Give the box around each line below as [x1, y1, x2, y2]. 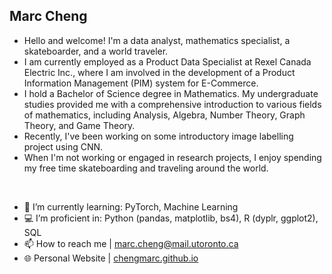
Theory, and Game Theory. [23, 119, 136, 131]
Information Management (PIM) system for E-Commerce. [23, 77, 259, 89]
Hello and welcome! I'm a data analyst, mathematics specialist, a [23, 34, 291, 46]
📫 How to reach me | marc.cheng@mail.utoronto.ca [23, 237, 239, 249]
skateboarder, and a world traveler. [23, 45, 169, 57]
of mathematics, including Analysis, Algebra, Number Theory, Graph [23, 109, 306, 121]
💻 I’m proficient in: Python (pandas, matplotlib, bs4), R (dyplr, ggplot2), [23, 212, 319, 224]
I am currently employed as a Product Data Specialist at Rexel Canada [23, 55, 312, 68]
